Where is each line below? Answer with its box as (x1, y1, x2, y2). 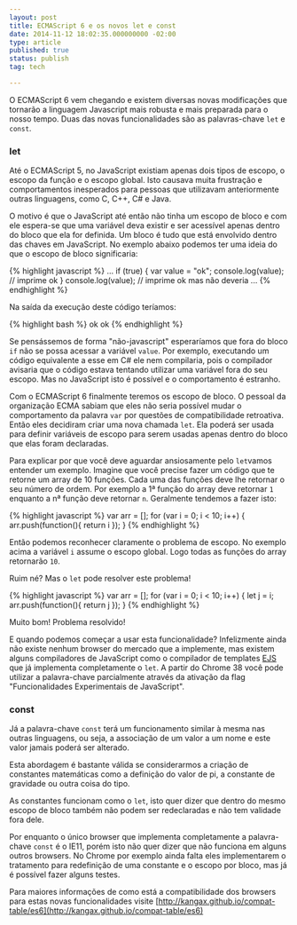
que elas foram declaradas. (9, 439, 109, 449)
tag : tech (9, 63, 46, 72)
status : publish (9, 54, 69, 63)
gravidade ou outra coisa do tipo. (9, 779, 130, 789)
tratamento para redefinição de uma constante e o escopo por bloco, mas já (9, 860, 288, 871)
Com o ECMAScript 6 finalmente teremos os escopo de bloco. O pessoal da (9, 391, 286, 402)
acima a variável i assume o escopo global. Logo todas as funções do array (9, 547, 286, 557)
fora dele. (9, 814, 44, 826)
